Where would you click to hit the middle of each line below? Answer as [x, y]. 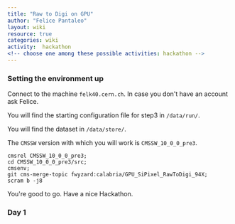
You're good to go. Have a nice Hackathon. [70, 194]
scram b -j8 [25, 181]
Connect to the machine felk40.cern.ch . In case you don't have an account [118, 94]
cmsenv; [19, 169]
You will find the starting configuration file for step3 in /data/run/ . [104, 115]
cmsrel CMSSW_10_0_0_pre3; [47, 156]
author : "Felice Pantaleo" [47, 21]
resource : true [30, 34]
